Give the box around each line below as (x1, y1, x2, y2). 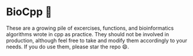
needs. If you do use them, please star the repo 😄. (6, 43, 129, 50)
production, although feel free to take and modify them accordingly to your (6, 37, 188, 44)
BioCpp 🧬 (6, 5, 52, 19)
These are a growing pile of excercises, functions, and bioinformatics (6, 24, 174, 32)
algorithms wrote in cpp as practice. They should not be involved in (6, 30, 169, 37)
